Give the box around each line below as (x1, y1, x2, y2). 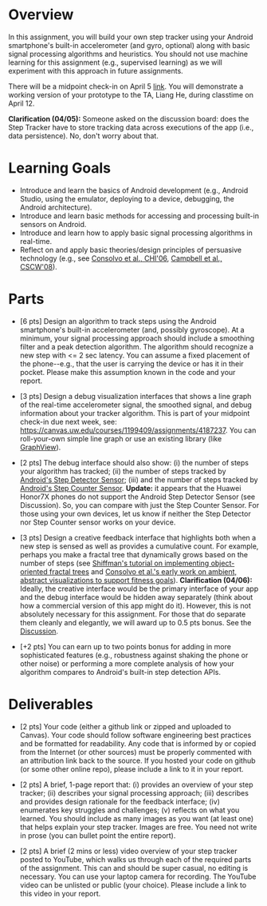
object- (210, 558, 235, 568)
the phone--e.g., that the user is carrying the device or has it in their (19, 358, 245, 369)
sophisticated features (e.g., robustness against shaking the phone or (19, 650, 249, 660)
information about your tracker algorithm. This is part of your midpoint (19, 408, 250, 417)
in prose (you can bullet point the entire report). (19, 830, 176, 840)
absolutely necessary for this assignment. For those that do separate (19, 609, 246, 619)
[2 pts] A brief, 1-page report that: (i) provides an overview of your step (19, 780, 253, 789)
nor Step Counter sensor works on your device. (19, 517, 176, 527)
